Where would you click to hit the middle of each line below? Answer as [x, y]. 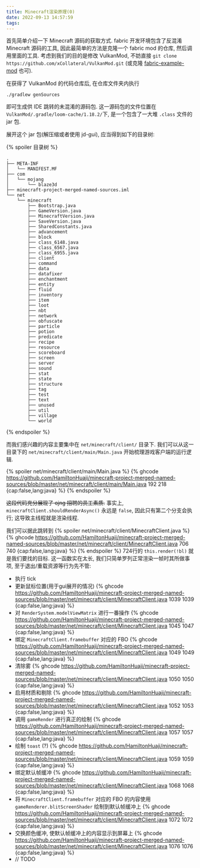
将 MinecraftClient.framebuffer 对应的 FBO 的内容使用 [83, 799]
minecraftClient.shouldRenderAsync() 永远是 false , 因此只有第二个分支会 [97, 510]
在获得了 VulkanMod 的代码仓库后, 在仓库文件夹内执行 [73, 83]
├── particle [44, 327]
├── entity [41, 285]
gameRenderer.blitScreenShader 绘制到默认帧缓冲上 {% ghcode [92, 807]
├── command [43, 264]
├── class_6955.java [53, 253]
